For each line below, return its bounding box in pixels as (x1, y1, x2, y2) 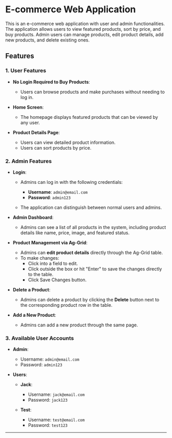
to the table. (28, 271, 54, 277)
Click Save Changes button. (28, 277, 87, 283)
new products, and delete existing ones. (5, 37, 90, 43)
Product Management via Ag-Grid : (12, 239, 88, 245)
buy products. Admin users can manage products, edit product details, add (5, 31, 164, 37)
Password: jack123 (28, 397, 68, 403)
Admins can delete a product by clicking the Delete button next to (20, 296, 160, 303)
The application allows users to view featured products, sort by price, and (5, 26, 161, 32)
